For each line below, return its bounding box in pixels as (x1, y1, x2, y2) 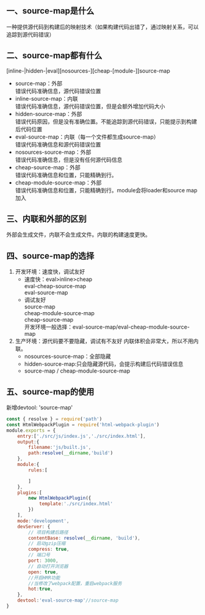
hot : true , (28, 586, 53, 592)
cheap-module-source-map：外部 (15, 179, 102, 186)
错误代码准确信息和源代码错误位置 (15, 140, 101, 148)
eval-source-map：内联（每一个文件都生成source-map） (15, 133, 159, 140)
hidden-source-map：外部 (15, 110, 82, 117)
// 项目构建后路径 (28, 529, 68, 536)
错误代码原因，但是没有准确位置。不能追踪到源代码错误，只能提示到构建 (15, 118, 197, 125)
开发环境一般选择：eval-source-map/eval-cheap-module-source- (24, 323, 190, 331)
